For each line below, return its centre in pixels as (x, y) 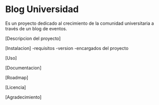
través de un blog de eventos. (36, 28)
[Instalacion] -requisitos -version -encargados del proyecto (67, 48)
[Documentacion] (23, 68)
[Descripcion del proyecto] (33, 38)
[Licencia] (16, 87)
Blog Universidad (42, 9)
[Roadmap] (17, 77)
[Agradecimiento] (23, 97)
